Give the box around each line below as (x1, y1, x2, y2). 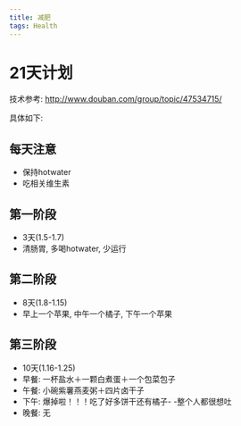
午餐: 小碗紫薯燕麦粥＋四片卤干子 (21, 385, 145, 396)
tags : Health (9, 21, 58, 30)
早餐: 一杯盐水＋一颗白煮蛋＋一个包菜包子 (21, 373, 176, 384)
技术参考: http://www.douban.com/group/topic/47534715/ (9, 94, 222, 104)
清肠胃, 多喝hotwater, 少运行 (21, 243, 127, 255)
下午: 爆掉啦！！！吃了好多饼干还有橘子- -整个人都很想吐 (21, 396, 232, 406)
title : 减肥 (9, 13, 51, 22)
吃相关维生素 (21, 178, 70, 188)
